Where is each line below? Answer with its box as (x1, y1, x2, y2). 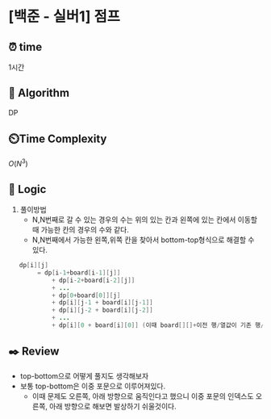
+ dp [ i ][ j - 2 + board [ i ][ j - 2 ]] (51, 306, 153, 315)
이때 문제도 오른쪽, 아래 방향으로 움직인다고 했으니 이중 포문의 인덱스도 (31, 391, 254, 400)
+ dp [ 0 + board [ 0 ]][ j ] (51, 291, 121, 300)
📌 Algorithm (8, 86, 70, 100)
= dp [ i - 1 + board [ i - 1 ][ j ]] (37, 268, 121, 277)
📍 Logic (8, 182, 47, 196)
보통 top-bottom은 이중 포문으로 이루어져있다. (19, 381, 166, 391)
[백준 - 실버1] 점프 (8, 7, 121, 26)
